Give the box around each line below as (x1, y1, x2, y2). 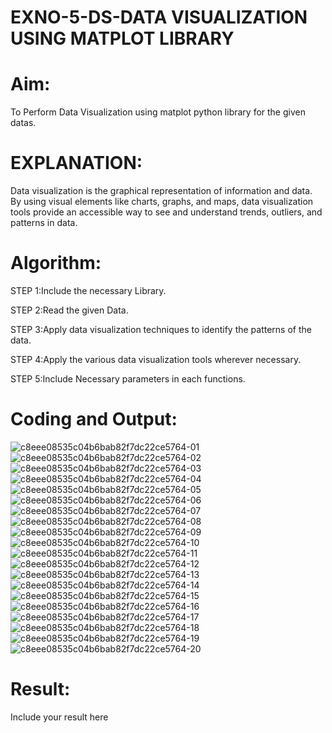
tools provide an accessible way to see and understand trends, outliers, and (10, 206, 323, 218)
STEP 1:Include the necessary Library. (10, 285, 167, 296)
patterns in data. (10, 217, 78, 229)
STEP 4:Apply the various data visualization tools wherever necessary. (10, 354, 302, 365)
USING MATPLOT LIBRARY (10, 27, 235, 50)
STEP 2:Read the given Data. (10, 304, 129, 316)
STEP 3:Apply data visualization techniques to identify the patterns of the (10, 324, 312, 335)
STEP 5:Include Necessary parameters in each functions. (10, 373, 246, 385)
